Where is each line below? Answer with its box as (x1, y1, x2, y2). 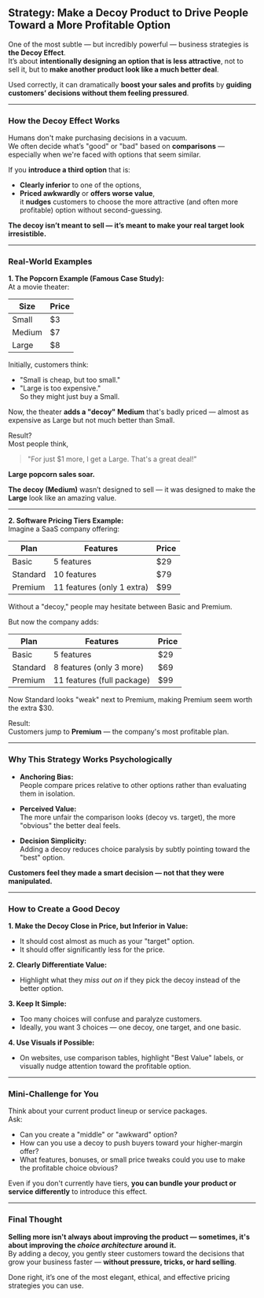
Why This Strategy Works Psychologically (8, 754, 173, 765)
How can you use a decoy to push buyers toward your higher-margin (19, 1138, 243, 1148)
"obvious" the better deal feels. (19, 820, 121, 830)
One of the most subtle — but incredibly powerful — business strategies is (8, 39, 249, 49)
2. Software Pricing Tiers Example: (8, 516, 124, 526)
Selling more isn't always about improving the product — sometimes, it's (8, 1232, 250, 1241)
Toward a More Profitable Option (8, 19, 171, 32)
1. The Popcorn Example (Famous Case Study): (8, 274, 165, 283)
